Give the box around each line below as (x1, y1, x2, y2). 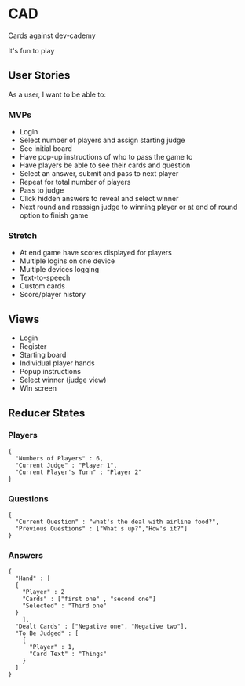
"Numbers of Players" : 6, (15, 454, 104, 462)
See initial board (19, 144, 72, 153)
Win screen (19, 383, 57, 393)
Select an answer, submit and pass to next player (19, 169, 179, 178)
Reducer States (8, 406, 86, 420)
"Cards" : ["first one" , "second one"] (22, 595, 156, 603)
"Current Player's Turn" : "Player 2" (15, 468, 143, 476)
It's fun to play (8, 46, 55, 55)
